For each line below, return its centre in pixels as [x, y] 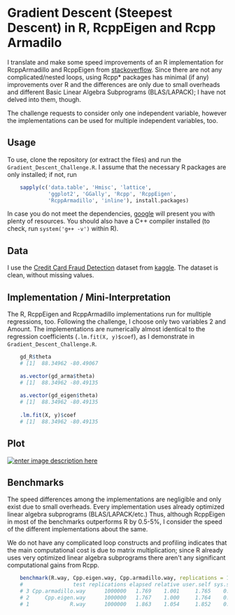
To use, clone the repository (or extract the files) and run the [94, 159]
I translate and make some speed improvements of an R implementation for [115, 62]
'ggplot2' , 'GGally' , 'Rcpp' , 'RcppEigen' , [112, 194]
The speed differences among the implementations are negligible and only [114, 499]
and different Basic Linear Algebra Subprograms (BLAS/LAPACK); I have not [116, 92]
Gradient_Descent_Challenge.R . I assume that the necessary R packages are [117, 167]
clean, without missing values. [51, 275]
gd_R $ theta [36, 357]
